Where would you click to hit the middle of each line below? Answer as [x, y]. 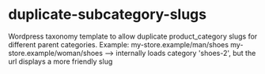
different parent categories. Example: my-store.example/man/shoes [119, 44]
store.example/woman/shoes [55, 53]
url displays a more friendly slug [61, 61]
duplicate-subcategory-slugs [108, 15]
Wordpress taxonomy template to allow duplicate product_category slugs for [133, 36]
